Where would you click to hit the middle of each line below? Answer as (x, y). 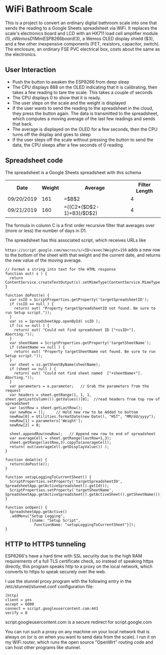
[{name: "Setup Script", (55, 520)
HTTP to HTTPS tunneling (45, 544)
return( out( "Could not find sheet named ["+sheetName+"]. (78, 373)
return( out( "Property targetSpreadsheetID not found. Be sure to (85, 308)
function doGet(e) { (26, 460)
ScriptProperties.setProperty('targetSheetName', (62, 490)
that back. (22, 124)
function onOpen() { (26, 507)
